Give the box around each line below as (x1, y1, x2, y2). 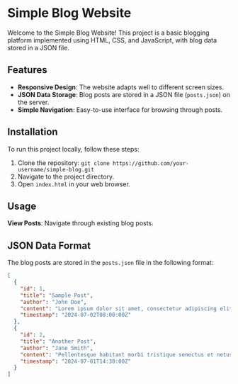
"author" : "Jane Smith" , (20, 344, 93, 351)
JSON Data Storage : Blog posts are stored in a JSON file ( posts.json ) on (17, 90, 230, 98)
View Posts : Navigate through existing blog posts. (7, 219, 154, 227)
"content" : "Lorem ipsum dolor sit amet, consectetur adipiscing (20, 305, 217, 312)
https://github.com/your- (112, 159, 189, 167)
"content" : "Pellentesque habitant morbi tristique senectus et (20, 351, 214, 358)
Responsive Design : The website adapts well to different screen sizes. (17, 83, 225, 91)
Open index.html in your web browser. (17, 179, 131, 188)
